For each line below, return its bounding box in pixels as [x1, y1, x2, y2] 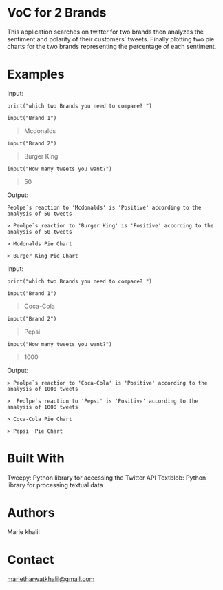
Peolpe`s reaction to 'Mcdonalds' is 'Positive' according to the [7, 204, 202, 211]
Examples [7, 67, 65, 82]
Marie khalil [7, 527, 40, 536]
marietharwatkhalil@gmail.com [7, 574, 95, 583]
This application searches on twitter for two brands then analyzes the [7, 28, 204, 36]
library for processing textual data [7, 480, 103, 489]
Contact [7, 551, 54, 567]
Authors [7, 505, 55, 520]
